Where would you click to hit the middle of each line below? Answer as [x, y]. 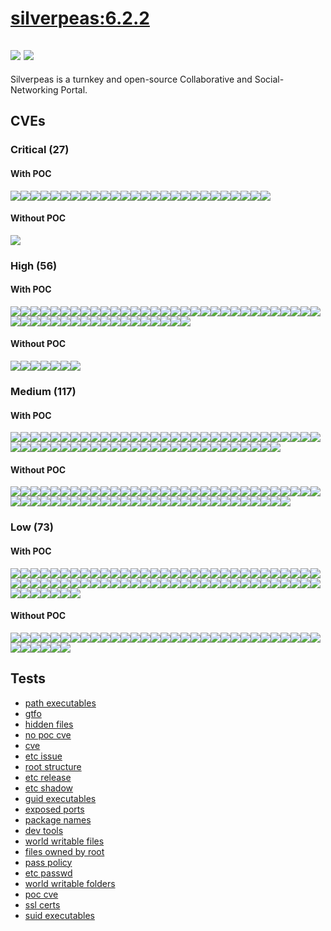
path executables [60, 703]
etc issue [43, 756]
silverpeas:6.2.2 [80, 18]
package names [58, 819]
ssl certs [42, 904]
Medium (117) [43, 391]
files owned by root [64, 851]
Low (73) [32, 527]
